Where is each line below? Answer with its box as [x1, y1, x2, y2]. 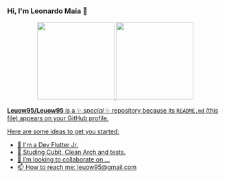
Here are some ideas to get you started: [7, 127, 120, 136]
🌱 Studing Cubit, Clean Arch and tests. [16, 148, 126, 157]
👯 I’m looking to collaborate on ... [16, 155, 110, 164]
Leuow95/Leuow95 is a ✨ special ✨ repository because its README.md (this [7, 107, 219, 115]
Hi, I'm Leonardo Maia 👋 [7, 6, 88, 16]
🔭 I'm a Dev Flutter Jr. [16, 141, 79, 149]
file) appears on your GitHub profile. [7, 114, 109, 122]
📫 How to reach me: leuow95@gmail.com [16, 163, 137, 171]
